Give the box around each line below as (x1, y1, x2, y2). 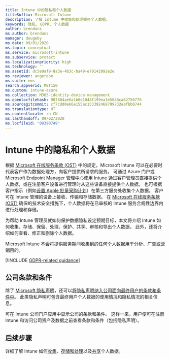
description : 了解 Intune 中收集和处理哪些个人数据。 (5, 17, 110, 22)
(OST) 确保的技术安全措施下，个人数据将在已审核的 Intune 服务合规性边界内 (5, 200, 164, 206)
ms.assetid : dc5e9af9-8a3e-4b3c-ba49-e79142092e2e (5, 69, 115, 74)
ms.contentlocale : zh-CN (5, 111, 58, 117)
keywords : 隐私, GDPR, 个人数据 (5, 21, 70, 27)
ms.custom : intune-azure (5, 87, 58, 93)
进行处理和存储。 (5, 206, 41, 212)
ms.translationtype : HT (5, 107, 56, 112)
